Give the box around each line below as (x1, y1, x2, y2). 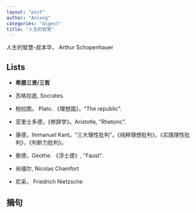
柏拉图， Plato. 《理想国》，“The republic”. (15, 105, 122, 112)
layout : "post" (6, 9, 45, 15)
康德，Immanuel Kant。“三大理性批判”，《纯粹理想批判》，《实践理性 (15, 131, 185, 139)
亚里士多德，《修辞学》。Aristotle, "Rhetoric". (15, 118, 127, 126)
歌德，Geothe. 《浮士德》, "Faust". (15, 152, 103, 160)
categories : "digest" (6, 20, 62, 26)
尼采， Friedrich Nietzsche (15, 178, 83, 185)
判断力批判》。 (31, 139, 67, 146)
